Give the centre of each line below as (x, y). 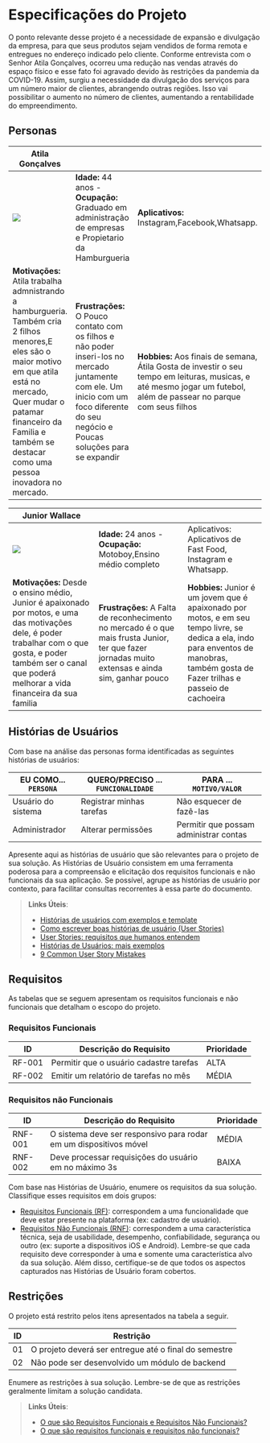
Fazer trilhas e (214, 678)
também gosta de (221, 668)
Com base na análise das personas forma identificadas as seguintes (121, 751)
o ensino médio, (43, 592)
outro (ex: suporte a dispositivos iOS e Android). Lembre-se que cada (135, 1245)
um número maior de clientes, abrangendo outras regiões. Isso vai (118, 88)
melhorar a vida (42, 683)
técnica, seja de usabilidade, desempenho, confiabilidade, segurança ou (140, 1237)
